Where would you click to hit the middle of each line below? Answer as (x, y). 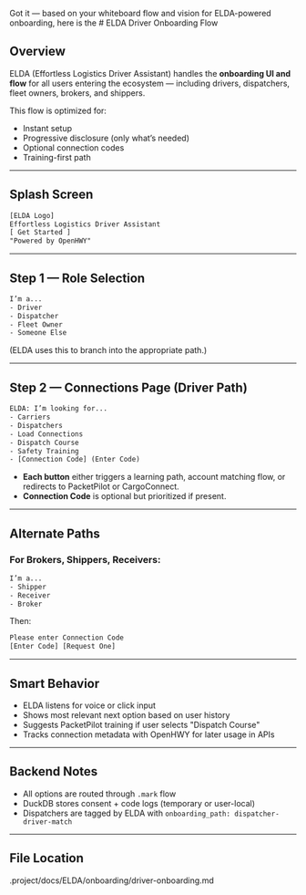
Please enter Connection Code (67, 638)
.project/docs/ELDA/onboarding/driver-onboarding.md (112, 880)
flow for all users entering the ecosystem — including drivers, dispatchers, (149, 83)
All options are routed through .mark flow (99, 794)
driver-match (47, 822)
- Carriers (30, 417)
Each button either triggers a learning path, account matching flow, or (154, 477)
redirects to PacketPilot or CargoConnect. (101, 486)
